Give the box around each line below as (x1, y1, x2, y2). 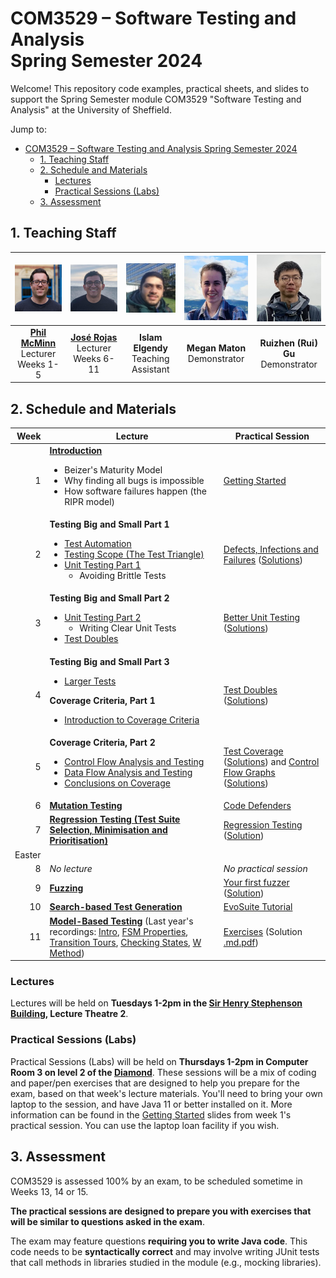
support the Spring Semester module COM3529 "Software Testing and (10, 93, 302, 105)
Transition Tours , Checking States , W (49, 936, 202, 948)
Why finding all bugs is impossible (64, 474, 205, 486)
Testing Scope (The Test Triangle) (64, 548, 205, 561)
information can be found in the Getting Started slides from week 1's (10, 1108, 292, 1121)
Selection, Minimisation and (49, 824, 168, 836)
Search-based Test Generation (49, 901, 183, 913)
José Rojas (70, 332, 118, 344)
